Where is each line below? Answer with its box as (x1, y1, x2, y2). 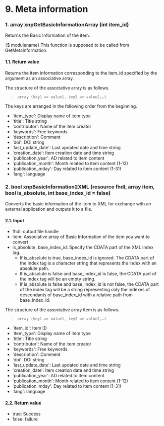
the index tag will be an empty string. (19, 276, 96, 282)
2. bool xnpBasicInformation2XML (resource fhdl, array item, (5, 183, 155, 190)
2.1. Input (5, 217, 25, 223)
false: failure (12, 416, 38, 422)
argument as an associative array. (5, 75, 74, 81)
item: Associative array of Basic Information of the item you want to (12, 234, 150, 240)
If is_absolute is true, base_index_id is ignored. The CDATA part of (19, 255, 155, 261)
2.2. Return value (5, 400, 42, 406)
